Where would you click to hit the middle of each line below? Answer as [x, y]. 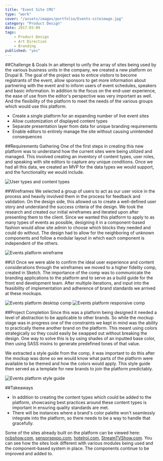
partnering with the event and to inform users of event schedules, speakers [81, 85]
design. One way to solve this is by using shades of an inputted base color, [80, 338]
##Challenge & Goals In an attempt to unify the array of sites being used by [81, 65]
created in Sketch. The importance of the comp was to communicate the [78, 272]
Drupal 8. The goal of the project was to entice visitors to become [71, 75]
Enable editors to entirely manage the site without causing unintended [82, 131]
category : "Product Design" [34, 23]
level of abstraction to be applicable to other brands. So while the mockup [79, 317]
